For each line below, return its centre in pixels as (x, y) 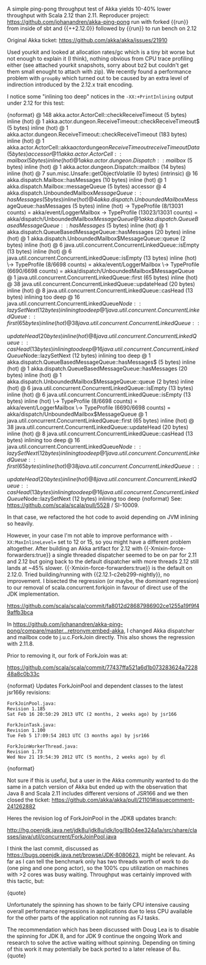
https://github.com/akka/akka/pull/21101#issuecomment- (123, 800)
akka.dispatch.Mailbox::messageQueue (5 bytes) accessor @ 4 (87, 186)
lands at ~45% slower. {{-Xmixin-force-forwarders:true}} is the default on (100, 568)
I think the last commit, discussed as (53, 848)
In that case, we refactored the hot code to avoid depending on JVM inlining (103, 517)
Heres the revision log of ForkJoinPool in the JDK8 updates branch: (92, 818)
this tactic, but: (26, 881)
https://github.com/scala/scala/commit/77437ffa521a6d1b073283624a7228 (102, 667)
